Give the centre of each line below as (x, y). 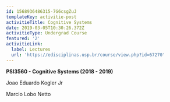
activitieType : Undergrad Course (47, 33)
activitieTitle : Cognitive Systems (49, 22)
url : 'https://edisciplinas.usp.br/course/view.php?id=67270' (88, 55)
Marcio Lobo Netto (29, 94)
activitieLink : (24, 44)
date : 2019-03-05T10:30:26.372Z (45, 28)
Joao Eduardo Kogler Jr (34, 83)
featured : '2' (23, 38)
